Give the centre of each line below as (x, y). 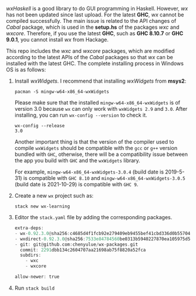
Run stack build (35, 288)
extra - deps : (29, 228)
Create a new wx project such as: (54, 195)
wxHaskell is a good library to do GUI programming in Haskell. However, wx (97, 8)
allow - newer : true (37, 277)
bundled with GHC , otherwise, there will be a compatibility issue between (101, 154)
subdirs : (31, 255)
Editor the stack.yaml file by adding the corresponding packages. (93, 217)
